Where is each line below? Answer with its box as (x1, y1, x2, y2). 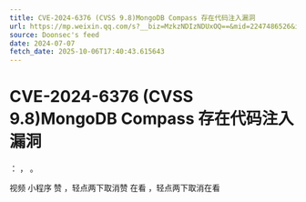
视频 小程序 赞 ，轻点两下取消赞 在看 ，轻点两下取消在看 (9, 183, 220, 194)
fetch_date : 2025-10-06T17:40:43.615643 (9, 47, 166, 56)
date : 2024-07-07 (9, 38, 76, 48)
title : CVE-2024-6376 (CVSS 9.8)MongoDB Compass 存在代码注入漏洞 (9, 13, 256, 23)
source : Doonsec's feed (9, 30, 100, 39)
